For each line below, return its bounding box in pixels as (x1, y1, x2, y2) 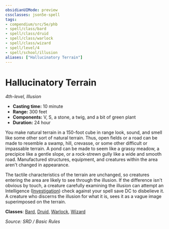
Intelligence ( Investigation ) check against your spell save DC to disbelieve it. (5, 188, 164, 194)
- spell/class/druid (5, 31, 49, 36)
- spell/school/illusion (5, 50, 58, 55)
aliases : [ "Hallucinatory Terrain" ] (5, 54, 83, 60)
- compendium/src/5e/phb (5, 21, 58, 27)
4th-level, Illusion (5, 94, 42, 100)
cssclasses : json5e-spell (5, 12, 60, 17)
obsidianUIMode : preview (5, 7, 58, 13)
